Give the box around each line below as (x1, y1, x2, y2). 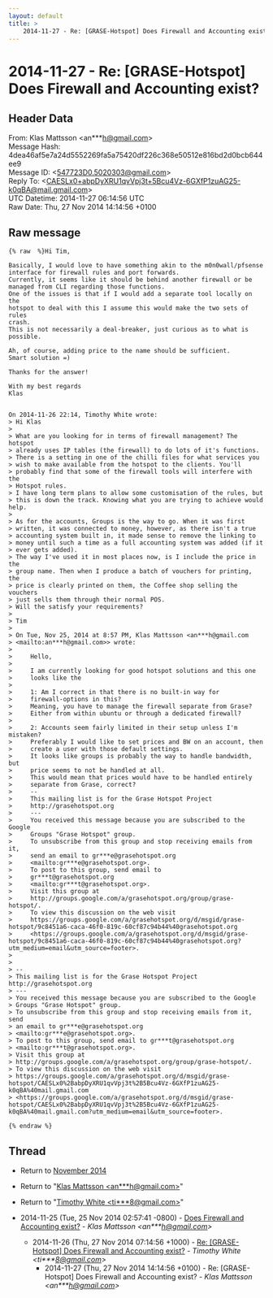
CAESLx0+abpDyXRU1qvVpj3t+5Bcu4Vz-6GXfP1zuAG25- (45, 176, 241, 186)
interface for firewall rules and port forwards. (8, 269, 180, 277)
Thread (8, 1144, 46, 1158)
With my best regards (8, 383, 82, 391)
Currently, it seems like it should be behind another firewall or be (8, 276, 253, 284)
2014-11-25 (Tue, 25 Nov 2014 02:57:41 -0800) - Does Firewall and (19, 1213, 245, 1222)
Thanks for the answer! (8, 368, 89, 376)
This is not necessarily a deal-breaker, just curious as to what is (8, 326, 249, 334)
